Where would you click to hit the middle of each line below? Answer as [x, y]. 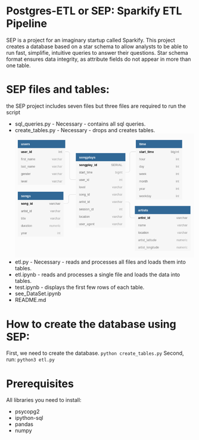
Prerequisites [40, 384]
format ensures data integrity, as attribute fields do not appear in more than [99, 59]
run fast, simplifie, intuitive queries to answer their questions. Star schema [97, 52]
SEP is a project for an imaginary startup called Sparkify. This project [91, 40]
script [13, 112]
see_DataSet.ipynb [38, 294]
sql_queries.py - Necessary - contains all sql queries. [80, 124]
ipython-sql [29, 418]
